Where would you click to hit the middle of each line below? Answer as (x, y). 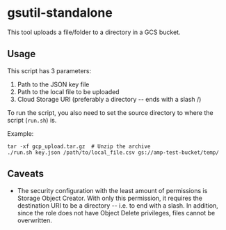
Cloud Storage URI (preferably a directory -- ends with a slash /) (109, 99)
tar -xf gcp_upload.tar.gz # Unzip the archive (79, 146)
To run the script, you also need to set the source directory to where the (110, 112)
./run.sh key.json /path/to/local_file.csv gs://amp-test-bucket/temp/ (113, 152)
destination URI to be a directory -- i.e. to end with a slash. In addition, (118, 205)
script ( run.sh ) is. (32, 120)
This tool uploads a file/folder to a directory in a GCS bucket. (94, 32)
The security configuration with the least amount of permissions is (112, 190)
